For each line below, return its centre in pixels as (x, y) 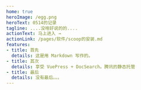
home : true (20, 12)
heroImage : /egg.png (32, 17)
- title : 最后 (23, 72)
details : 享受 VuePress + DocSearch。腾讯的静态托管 (73, 67)
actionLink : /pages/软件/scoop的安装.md (54, 39)
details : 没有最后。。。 (37, 78)
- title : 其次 (23, 61)
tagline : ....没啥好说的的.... (42, 28)
